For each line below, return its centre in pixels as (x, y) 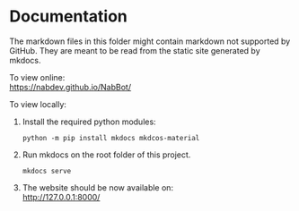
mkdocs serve (47, 171)
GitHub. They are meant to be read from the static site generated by (135, 50)
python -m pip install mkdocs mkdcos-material (111, 138)
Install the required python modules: (89, 122)
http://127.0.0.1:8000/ (61, 197)
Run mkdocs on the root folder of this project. (106, 155)
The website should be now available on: (97, 187)
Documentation (69, 17)
